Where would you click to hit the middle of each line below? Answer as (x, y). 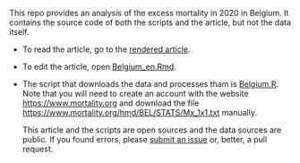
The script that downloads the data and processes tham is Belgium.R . (150, 84)
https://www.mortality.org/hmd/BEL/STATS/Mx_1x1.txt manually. (140, 112)
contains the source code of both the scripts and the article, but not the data (150, 22)
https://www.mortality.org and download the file (111, 103)
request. (38, 149)
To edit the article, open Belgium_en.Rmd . (99, 67)
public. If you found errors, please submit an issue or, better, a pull (145, 139)
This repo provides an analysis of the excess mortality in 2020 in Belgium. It (149, 13)
